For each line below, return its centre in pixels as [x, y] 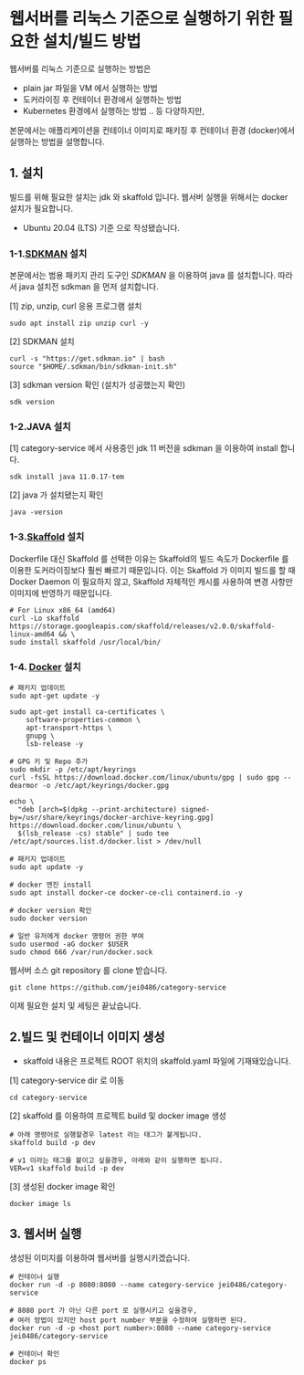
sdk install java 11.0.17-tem [67, 477]
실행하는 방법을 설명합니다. [57, 142]
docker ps [28, 1361]
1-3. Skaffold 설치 [47, 537]
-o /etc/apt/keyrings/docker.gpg [106, 785]
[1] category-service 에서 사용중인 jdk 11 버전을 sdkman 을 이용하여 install [144, 448]
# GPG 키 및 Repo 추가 [49, 761]
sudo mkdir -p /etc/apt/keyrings [73, 769]
